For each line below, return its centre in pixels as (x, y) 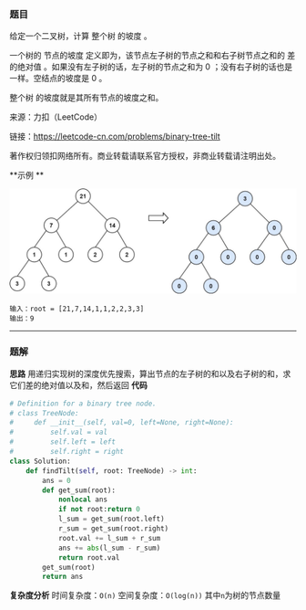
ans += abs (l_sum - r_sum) (109, 548)
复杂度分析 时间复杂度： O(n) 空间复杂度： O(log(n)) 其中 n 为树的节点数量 (145, 595)
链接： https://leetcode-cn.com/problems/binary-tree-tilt (115, 137)
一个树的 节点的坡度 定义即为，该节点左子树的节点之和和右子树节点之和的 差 (153, 56)
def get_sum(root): (79, 490)
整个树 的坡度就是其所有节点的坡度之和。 (87, 98)
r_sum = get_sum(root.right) (113, 529)
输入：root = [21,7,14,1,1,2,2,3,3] (77, 309)
